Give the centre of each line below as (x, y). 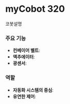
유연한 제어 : (24, 96)
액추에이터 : (24, 57)
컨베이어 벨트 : (26, 50)
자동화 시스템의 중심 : (33, 90)
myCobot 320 (35, 9)
